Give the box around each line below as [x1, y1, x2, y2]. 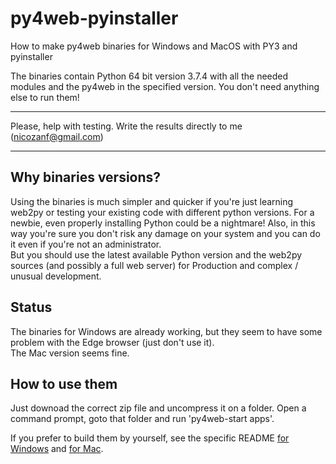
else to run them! [10, 91, 80, 103]
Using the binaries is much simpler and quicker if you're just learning [10, 195, 294, 207]
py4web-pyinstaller [10, 7, 179, 30]
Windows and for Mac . [10, 443, 104, 455]
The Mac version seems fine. [10, 347, 130, 359]
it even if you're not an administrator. [10, 238, 162, 250]
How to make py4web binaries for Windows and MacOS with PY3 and [10, 40, 298, 52]
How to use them [10, 375, 118, 392]
